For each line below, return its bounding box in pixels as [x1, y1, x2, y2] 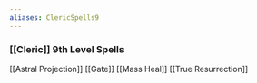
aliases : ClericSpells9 [9, 13, 100, 23]
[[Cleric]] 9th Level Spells [9, 42, 124, 55]
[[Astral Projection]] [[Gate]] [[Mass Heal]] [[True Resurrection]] [9, 63, 249, 74]
